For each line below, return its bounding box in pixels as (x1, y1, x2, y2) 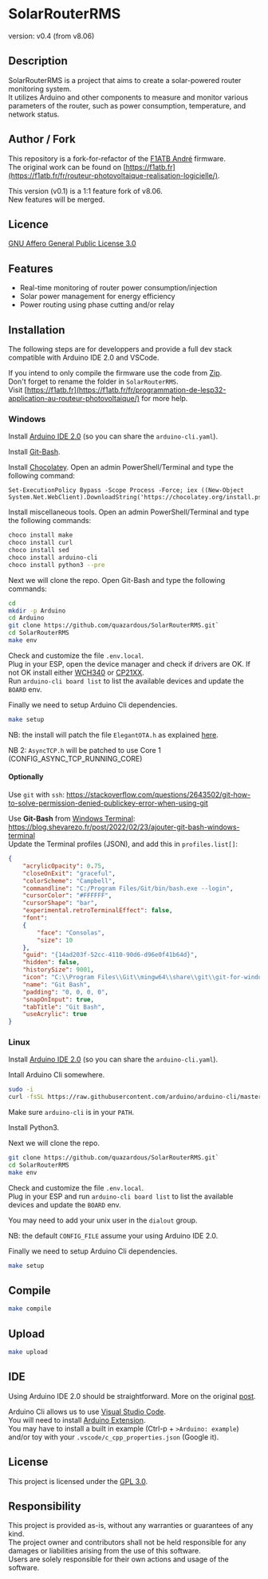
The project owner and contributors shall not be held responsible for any (8, 1538, 246, 1547)
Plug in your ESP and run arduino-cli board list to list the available (8, 1191, 234, 1201)
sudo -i (8, 1085, 34, 1093)
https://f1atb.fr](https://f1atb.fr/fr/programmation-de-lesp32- (26, 385, 227, 395)
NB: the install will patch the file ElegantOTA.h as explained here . (8, 730, 219, 739)
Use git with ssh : (8, 790, 65, 799)
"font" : (22, 914, 48, 922)
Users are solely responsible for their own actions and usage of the (8, 1554, 229, 1564)
